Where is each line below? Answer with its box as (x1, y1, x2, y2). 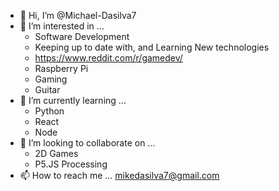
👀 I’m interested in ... (19, 20, 105, 32)
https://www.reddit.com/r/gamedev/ (34, 52, 183, 64)
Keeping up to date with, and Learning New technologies (34, 41, 270, 53)
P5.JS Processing (34, 158, 108, 170)
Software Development (34, 31, 130, 42)
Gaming (34, 73, 68, 85)
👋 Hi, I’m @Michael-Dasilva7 (19, 10, 137, 21)
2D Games (34, 148, 79, 159)
